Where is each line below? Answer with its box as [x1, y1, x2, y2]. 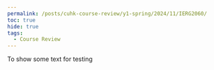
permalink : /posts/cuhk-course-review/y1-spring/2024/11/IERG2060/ [7, 10, 208, 17]
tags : [7, 29, 23, 37]
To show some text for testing [7, 55, 93, 63]
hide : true [7, 23, 39, 30]
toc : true [7, 17, 36, 24]
